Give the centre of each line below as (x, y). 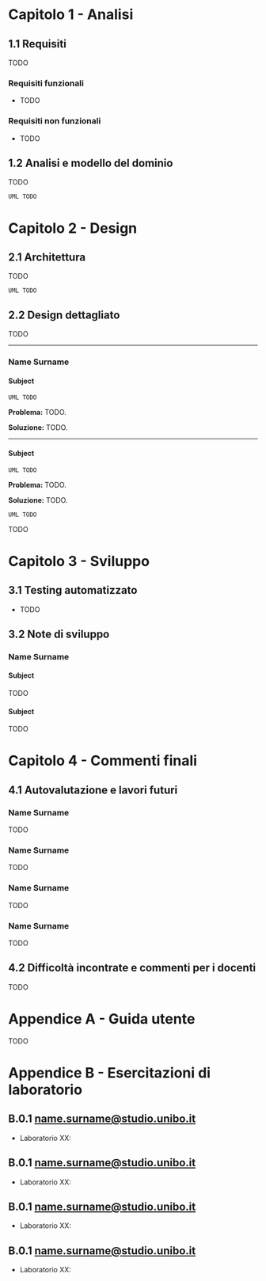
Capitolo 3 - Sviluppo (79, 561)
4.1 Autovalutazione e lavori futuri (93, 790)
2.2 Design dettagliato (64, 315)
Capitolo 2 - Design (73, 228)
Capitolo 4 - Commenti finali (103, 761)
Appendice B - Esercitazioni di (110, 1072)
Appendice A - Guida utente (102, 1019)
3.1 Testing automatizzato (73, 590)
